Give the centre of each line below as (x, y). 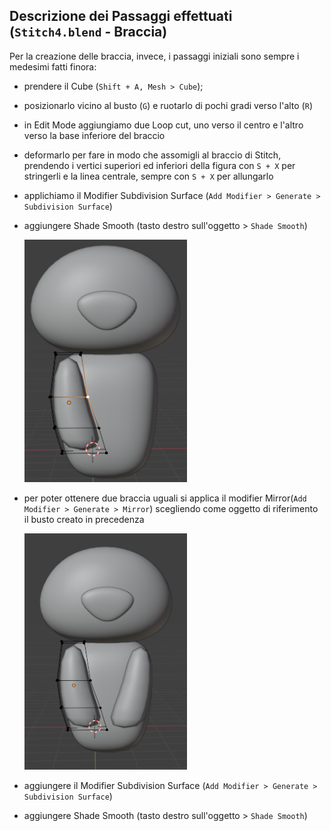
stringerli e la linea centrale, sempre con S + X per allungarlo (148, 176)
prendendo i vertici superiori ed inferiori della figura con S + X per (159, 165)
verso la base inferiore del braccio (94, 135)
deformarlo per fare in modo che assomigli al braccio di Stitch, (152, 155)
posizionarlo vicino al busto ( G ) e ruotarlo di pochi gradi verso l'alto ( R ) (168, 105)
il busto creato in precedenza (84, 519)
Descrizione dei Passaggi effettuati (121, 16)
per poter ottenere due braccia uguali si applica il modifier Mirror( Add (165, 498)
